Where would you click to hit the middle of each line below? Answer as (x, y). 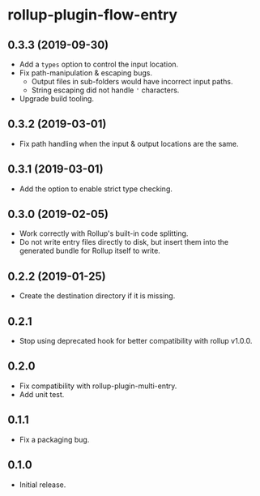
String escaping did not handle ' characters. (105, 90)
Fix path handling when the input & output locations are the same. (129, 143)
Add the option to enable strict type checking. (96, 189)
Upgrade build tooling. (57, 98)
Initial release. (43, 485)
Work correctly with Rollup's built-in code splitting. (104, 233)
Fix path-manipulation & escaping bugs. (86, 73)
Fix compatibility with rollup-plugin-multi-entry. (98, 386)
